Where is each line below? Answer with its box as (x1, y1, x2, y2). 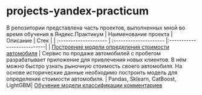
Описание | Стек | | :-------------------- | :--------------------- (6, 37, 165, 44)
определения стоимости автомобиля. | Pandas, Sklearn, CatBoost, (6, 75, 177, 82)
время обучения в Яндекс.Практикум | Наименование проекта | (6, 30, 173, 37)
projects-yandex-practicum (6, 4, 149, 18)
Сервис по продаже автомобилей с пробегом (42, 49, 161, 57)
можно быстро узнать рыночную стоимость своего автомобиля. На (6, 62, 183, 70)
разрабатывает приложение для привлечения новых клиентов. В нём (6, 56, 187, 63)
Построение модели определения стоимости (51, 43, 169, 51)
